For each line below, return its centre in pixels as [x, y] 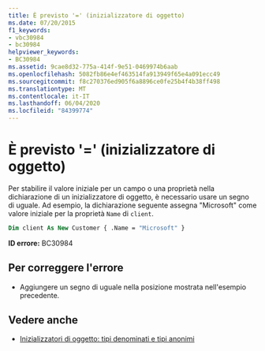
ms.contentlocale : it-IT [49, 96]
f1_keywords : [30, 30]
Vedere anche [43, 320]
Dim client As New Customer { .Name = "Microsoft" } [97, 228]
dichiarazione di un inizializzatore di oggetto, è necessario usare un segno [129, 196]
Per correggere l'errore [66, 268]
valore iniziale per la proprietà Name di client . [81, 213]
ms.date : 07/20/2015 [42, 23]
